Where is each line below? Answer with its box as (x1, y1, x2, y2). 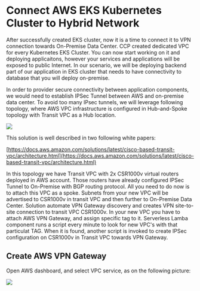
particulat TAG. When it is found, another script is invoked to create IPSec (6, 227, 187, 234)
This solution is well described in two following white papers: (6, 134, 156, 141)
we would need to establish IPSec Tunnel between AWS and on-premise (6, 92, 184, 99)
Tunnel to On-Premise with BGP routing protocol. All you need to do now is (6, 183, 190, 190)
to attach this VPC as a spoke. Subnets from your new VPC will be (6, 189, 169, 196)
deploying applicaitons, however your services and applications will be (6, 55, 180, 62)
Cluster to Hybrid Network (6, 16, 140, 30)
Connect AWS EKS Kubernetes (6, 4, 162, 17)
